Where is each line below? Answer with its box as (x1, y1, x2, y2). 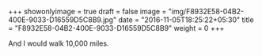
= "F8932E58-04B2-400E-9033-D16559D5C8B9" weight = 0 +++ (8, 24, 225, 32)
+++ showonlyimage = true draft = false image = (8, 7, 167, 16)
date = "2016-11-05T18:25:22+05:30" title (118, 15, 255, 24)
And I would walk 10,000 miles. (8, 39, 109, 48)
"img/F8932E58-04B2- (168, 7, 245, 16)
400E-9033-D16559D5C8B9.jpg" (8, 15, 117, 24)
